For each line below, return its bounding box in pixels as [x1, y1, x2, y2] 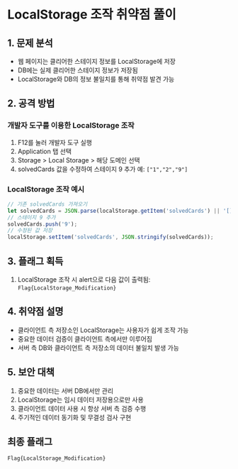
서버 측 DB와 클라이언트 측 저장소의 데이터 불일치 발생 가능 [17, 343, 179, 352]
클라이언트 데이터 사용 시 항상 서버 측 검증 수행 [17, 404, 147, 412]
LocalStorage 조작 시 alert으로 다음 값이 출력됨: [17, 275, 151, 284]
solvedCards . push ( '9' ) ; [7, 221, 78, 228]
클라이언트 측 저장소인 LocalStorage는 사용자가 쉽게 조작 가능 [17, 326, 189, 334]
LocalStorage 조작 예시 [7, 184, 85, 194]
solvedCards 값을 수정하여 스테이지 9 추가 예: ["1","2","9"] [17, 165, 188, 173]
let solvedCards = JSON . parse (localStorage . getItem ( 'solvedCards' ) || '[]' [7, 207, 236, 214]
